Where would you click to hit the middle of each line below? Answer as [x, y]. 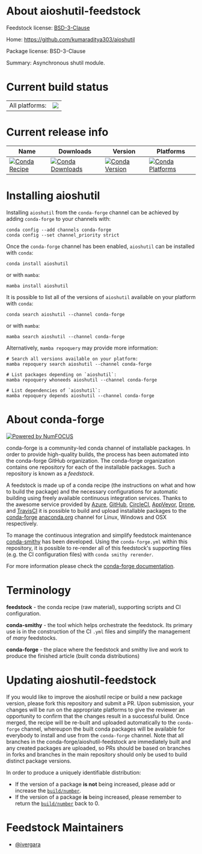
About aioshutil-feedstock [74, 11]
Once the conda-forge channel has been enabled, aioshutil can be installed [100, 246]
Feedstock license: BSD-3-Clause [48, 28]
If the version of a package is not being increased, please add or [95, 784]
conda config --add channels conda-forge [59, 230]
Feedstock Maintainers [65, 827]
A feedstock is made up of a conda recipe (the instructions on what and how [101, 485]
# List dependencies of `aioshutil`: [54, 390]
